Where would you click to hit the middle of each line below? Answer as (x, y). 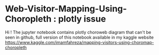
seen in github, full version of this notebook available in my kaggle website (79, 37)
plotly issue (82, 19)
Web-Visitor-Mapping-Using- (66, 9)
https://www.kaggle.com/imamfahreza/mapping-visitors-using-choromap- (79, 42)
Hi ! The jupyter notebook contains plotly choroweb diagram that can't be (78, 32)
